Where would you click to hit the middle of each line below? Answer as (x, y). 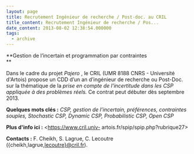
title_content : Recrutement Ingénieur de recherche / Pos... (83, 22)
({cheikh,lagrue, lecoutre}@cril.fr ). (47, 145)
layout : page (22, 11)
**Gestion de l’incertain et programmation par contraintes (76, 56)
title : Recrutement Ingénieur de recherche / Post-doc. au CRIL (86, 17)
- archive (23, 39)
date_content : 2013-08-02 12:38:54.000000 (59, 28)
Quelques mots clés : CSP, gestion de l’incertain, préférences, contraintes (96, 110)
